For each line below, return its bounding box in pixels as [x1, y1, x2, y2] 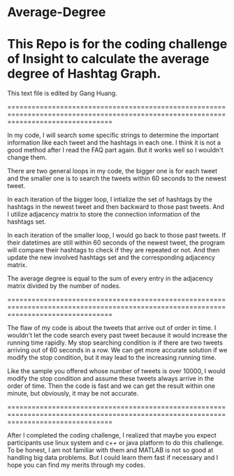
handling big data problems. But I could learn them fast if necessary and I [7, 454, 219, 462]
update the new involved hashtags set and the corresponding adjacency [7, 253, 215, 262]
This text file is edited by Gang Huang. [7, 89, 117, 98]
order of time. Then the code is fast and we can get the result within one [7, 382, 215, 390]
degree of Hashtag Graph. [7, 66, 161, 82]
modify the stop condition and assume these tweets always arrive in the [7, 375, 214, 383]
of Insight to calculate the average [7, 51, 210, 67]
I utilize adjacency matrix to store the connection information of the [7, 210, 200, 219]
